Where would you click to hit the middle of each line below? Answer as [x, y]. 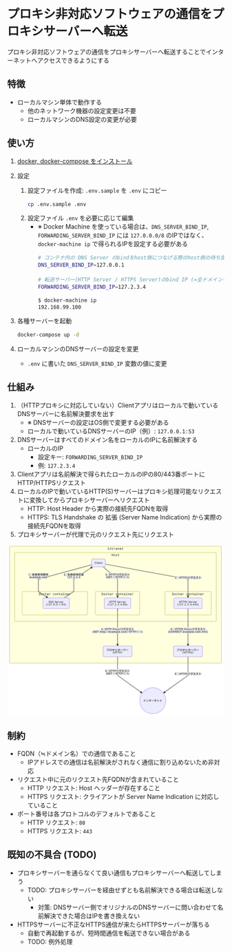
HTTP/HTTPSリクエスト [51, 482]
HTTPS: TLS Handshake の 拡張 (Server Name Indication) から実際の [125, 517]
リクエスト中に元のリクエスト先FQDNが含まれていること [98, 780]
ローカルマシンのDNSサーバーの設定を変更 [78, 349]
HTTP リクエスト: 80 [56, 822]
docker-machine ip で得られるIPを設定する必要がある [113, 244]
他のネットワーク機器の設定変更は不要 [82, 110]
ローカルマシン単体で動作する [59, 102]
